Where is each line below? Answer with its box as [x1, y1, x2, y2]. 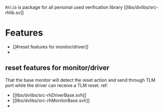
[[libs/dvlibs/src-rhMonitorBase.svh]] [12, 97, 90, 103]
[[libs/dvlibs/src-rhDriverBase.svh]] [12, 92, 87, 98]
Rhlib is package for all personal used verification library [5, 5, 123, 10]
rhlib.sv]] [5, 10, 24, 16]
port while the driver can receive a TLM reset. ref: [5, 82, 108, 88]
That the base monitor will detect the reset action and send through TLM [5, 77, 156, 83]
